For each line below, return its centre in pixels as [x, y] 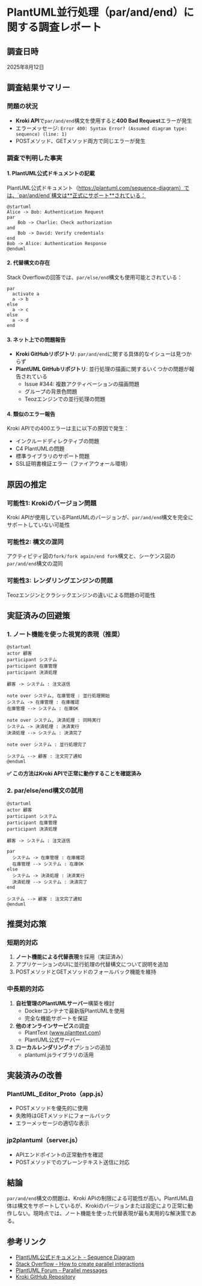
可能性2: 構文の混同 [35, 542]
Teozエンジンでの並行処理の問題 [65, 399]
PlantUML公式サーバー [52, 1040]
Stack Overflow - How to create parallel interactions [80, 1264]
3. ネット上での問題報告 [36, 340]
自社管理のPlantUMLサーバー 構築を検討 [65, 1003]
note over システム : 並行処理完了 [47, 745]
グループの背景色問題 [51, 392]
